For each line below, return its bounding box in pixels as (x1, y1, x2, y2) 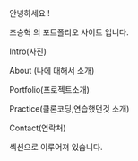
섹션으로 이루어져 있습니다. (9, 142, 103, 152)
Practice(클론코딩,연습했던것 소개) (9, 103, 130, 114)
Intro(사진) (9, 46, 47, 57)
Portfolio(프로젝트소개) (9, 85, 90, 94)
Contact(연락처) (9, 122, 66, 133)
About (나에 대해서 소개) (9, 66, 95, 76)
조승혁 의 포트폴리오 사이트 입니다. (9, 27, 129, 38)
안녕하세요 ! (9, 8, 51, 18)
